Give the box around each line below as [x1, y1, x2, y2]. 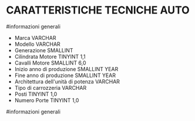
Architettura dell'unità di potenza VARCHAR [14, 78, 120, 85]
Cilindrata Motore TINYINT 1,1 [14, 53, 86, 60]
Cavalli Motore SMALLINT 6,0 [14, 59, 86, 66]
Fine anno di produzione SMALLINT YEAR [14, 72, 116, 79]
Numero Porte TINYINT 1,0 [14, 96, 79, 103]
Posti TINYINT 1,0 [14, 90, 58, 98]
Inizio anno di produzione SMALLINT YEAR [14, 65, 119, 72]
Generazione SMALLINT [14, 46, 73, 53]
